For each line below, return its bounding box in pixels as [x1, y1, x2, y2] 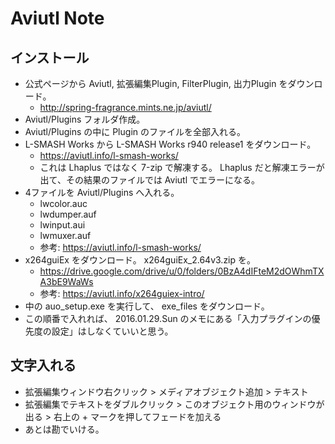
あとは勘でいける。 [24, 423, 105, 435]
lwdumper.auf [39, 208, 97, 220]
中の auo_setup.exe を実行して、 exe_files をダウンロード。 [24, 300, 270, 312]
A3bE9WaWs [39, 276, 94, 287]
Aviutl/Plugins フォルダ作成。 [24, 113, 146, 125]
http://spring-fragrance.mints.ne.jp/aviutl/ [39, 102, 212, 113]
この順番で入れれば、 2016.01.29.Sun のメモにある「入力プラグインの [24, 313, 312, 324]
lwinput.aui [39, 219, 86, 231]
